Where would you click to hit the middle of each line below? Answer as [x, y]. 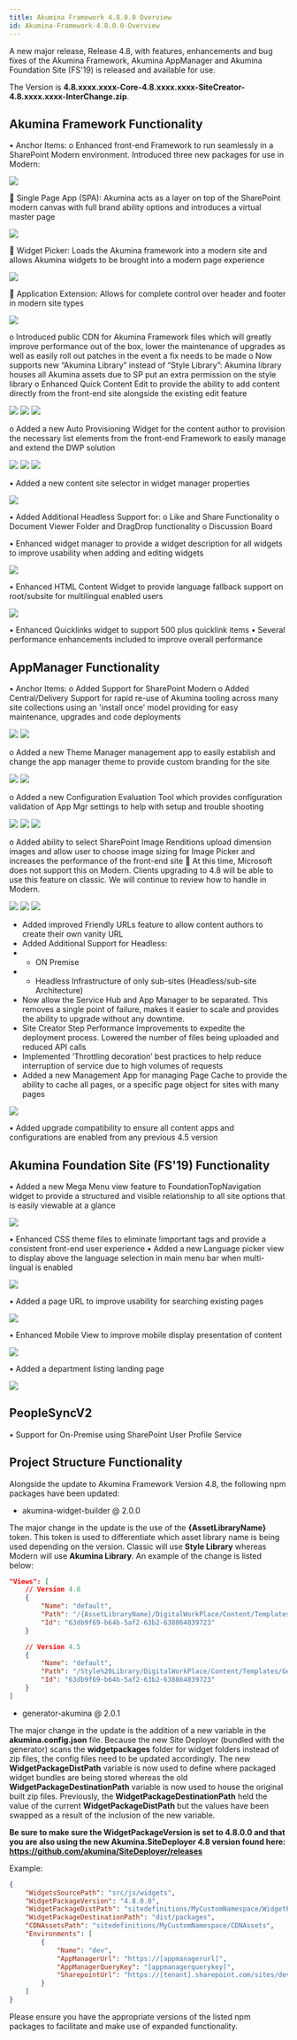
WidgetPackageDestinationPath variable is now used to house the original [146, 1787]
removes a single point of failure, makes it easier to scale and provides [150, 1009]
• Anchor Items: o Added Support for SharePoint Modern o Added [129, 689]
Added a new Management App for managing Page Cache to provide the [154, 1075]
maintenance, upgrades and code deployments [95, 717]
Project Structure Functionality [96, 1463]
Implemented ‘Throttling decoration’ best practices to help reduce [142, 1056]
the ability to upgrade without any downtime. [103, 1019]
